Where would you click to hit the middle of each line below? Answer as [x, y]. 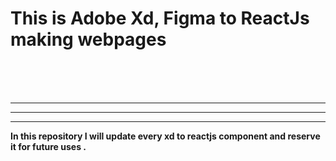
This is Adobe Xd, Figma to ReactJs [160, 18]
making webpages [88, 39]
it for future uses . [48, 146]
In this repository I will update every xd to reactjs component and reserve [165, 136]
